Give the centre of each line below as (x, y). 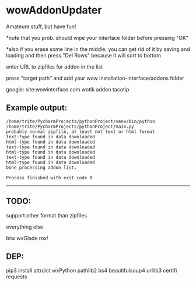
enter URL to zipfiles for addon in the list (55, 67)
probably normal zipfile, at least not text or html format (81, 132)
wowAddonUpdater (54, 10)
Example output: (37, 108)
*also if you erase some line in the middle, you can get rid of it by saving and (98, 49)
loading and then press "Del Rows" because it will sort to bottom (84, 55)
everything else (25, 227)
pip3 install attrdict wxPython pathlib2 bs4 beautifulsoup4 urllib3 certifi (92, 271)
